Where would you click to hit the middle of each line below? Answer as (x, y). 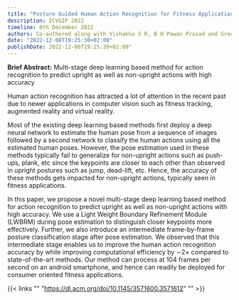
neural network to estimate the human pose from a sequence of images (112, 133)
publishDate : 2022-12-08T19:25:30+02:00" (70, 47)
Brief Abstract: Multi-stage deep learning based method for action (106, 67)
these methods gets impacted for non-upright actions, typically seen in (111, 178)
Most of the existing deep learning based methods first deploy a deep (110, 125)
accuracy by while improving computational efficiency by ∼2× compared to (118, 252)
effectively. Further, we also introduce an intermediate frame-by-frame (111, 229)
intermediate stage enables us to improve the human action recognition (112, 245)
